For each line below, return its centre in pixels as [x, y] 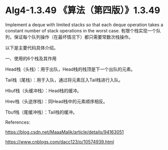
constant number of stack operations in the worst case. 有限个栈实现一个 [81, 30]
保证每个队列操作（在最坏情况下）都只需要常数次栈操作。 [73, 37]
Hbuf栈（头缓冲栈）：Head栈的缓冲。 [44, 90]
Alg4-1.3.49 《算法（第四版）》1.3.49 [83, 10]
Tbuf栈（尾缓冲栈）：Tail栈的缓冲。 [41, 112]
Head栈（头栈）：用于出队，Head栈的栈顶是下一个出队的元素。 [70, 69]
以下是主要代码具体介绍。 [32, 47]
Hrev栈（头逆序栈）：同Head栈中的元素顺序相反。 [57, 101]
